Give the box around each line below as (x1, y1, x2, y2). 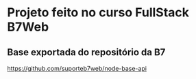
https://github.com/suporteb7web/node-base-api (7, 65, 147, 72)
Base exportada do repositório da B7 (7, 46, 166, 58)
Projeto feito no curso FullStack (7, 5, 190, 20)
